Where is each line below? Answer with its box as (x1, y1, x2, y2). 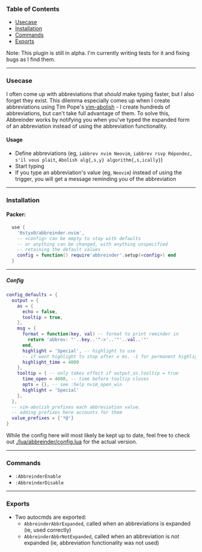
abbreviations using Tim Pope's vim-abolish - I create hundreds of (6, 103, 170, 110)
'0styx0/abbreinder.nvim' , (17, 230, 85, 236)
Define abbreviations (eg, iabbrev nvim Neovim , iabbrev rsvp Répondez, (14, 150, 193, 157)
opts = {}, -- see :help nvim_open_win (22, 382, 122, 388)
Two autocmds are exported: (14, 513, 87, 521)
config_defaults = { (6, 292, 58, 298)
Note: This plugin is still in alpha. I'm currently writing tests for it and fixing (6, 49, 190, 57)
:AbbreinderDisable (14, 480, 64, 486)
